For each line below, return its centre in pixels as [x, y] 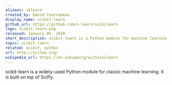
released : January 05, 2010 [35, 34]
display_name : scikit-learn [35, 19]
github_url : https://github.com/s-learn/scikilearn [61, 24]
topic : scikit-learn [27, 43]
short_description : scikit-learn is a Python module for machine [76, 39]
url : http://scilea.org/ [32, 52]
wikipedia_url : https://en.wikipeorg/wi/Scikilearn [61, 57]
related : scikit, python [32, 48]
